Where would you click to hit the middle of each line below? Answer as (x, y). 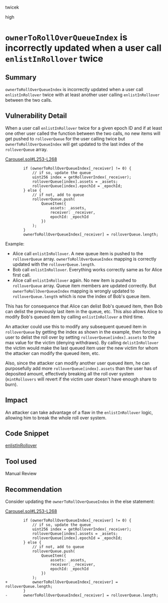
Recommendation (33, 489)
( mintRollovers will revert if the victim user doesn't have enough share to (81, 379)
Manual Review (21, 474)
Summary (21, 77)
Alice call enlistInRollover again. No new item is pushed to (74, 280)
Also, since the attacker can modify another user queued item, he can (77, 363)
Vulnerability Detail (36, 116)
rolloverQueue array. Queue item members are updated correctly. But (84, 285)
